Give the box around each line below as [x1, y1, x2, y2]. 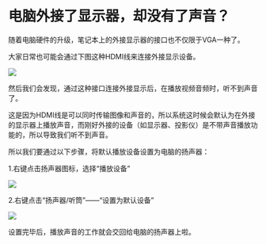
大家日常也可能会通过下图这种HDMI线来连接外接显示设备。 [8, 51, 200, 61]
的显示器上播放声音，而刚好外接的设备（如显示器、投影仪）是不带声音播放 [8, 120, 251, 129]
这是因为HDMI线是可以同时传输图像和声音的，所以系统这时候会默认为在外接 [8, 110, 256, 120]
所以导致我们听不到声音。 [28, 130, 112, 139]
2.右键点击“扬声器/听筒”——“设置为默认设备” [8, 195, 154, 204]
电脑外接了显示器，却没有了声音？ [8, 7, 231, 25]
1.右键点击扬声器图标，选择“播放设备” [8, 163, 131, 173]
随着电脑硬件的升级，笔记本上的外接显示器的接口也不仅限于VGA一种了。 [8, 35, 245, 44]
